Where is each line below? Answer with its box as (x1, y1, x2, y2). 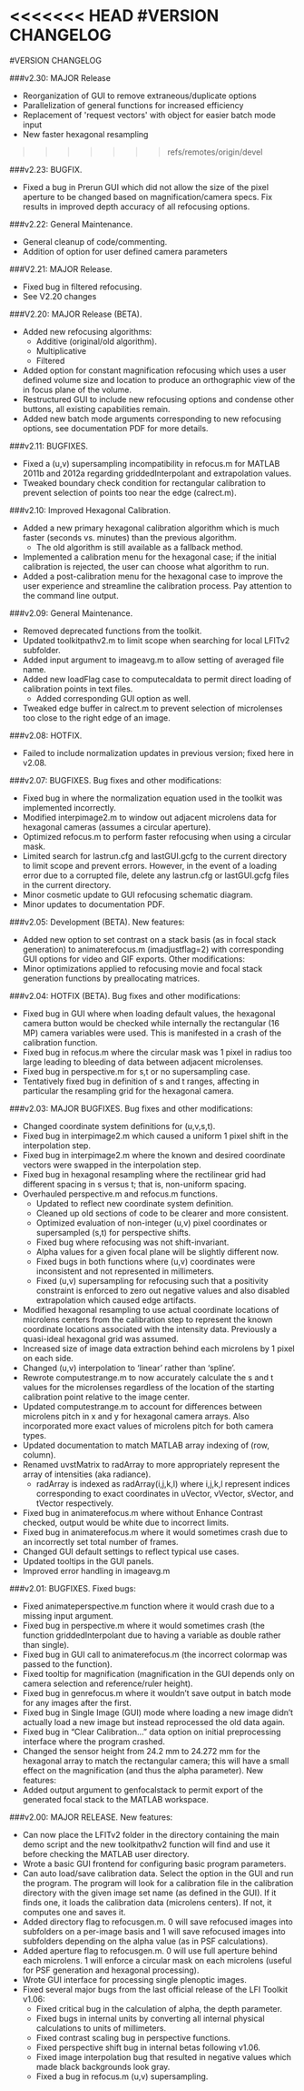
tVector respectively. (35, 1498, 113, 1509)
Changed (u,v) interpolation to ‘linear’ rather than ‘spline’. (22, 1362, 236, 1373)
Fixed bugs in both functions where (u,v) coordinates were (35, 1256, 256, 1267)
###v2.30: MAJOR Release (9, 72, 112, 83)
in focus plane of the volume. (22, 384, 132, 395)
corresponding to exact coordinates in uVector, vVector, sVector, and (35, 1488, 294, 1499)
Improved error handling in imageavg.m (22, 1565, 171, 1576)
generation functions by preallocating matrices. (22, 973, 201, 984)
